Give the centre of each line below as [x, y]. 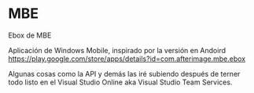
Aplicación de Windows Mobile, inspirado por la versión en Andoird [117, 50]
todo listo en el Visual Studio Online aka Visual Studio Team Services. [120, 82]
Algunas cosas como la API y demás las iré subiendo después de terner [124, 73]
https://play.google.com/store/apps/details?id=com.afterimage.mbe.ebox [127, 59]
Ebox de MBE [30, 35]
